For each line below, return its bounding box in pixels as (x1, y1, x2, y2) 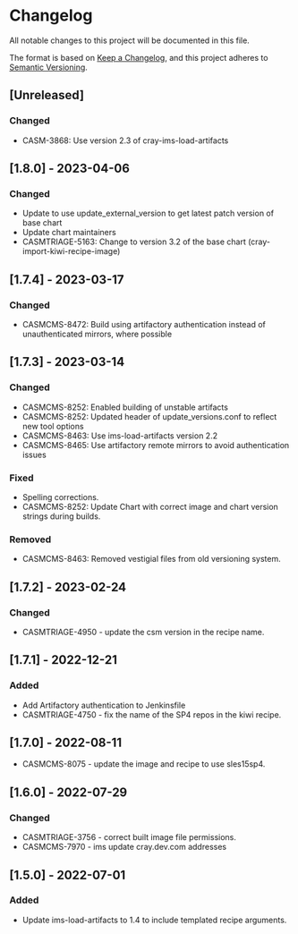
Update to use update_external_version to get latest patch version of (21, 208, 275, 219)
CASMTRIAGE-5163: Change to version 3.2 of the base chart (21, 236, 246, 247)
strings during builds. (21, 511, 101, 522)
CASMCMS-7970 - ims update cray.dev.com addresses (21, 842, 226, 853)
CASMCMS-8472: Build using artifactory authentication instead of (21, 319, 267, 329)
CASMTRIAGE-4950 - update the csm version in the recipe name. (21, 626, 265, 637)
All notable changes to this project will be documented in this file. (9, 35, 251, 46)
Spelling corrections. (21, 491, 99, 502)
